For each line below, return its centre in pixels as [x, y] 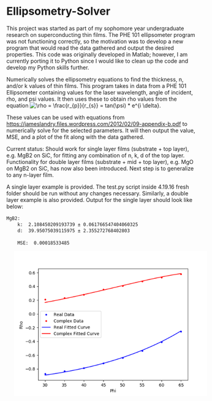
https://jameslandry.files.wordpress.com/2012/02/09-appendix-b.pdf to [97, 123]
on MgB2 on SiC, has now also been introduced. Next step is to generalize [100, 168]
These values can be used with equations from [66, 117]
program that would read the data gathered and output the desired [90, 48]
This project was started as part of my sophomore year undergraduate [95, 28]
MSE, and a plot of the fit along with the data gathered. [76, 137]
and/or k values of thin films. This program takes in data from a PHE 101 [97, 86]
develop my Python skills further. [48, 67]
